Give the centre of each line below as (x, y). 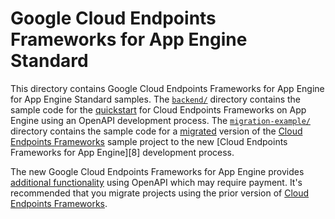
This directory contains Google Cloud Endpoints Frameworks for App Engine (167, 88)
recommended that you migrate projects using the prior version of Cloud (160, 193)
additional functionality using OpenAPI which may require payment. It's (156, 182)
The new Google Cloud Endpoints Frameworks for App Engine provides (157, 171)
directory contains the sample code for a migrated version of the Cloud (156, 131)
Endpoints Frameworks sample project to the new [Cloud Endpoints (149, 141)
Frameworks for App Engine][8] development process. (122, 152)
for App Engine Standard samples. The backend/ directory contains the (156, 99)
